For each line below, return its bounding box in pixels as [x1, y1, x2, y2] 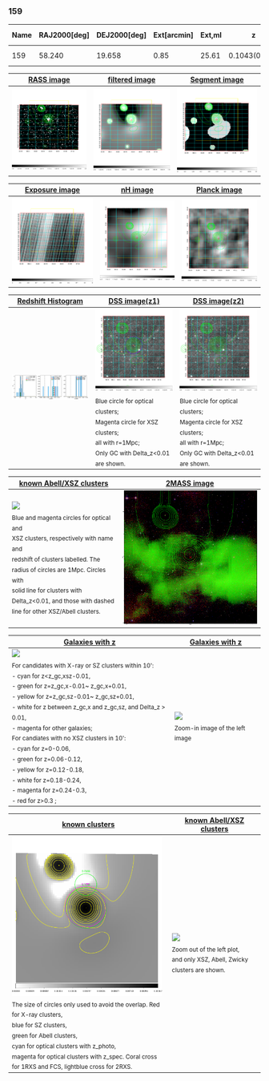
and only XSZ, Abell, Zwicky [171, 956, 248, 964]
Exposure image [24, 185, 80, 195]
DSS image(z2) [192, 296, 244, 306]
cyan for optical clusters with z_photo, [11, 1042, 116, 1051]
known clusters [62, 820, 115, 829]
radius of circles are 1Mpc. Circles [11, 566, 106, 574]
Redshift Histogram [17, 296, 84, 306]
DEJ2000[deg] [95, 30, 147, 40]
